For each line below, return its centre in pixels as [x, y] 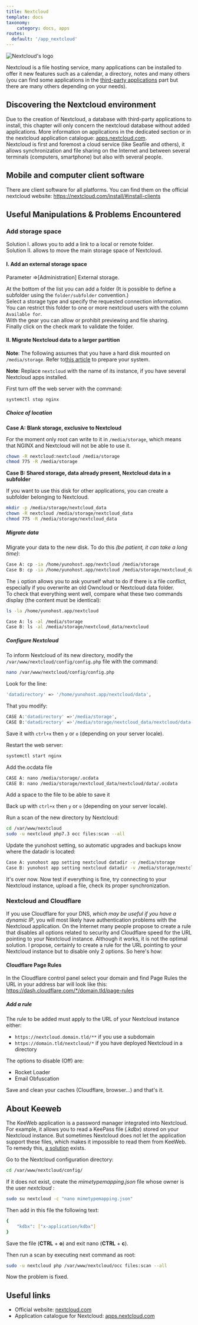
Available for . [24, 314]
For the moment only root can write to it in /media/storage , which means [94, 439]
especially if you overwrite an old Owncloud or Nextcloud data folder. [90, 587]
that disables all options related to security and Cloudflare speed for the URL [99, 933]
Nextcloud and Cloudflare [44, 901]
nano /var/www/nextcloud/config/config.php [60, 673]
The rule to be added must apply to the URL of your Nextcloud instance [93, 1019]
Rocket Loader [32, 1072]
